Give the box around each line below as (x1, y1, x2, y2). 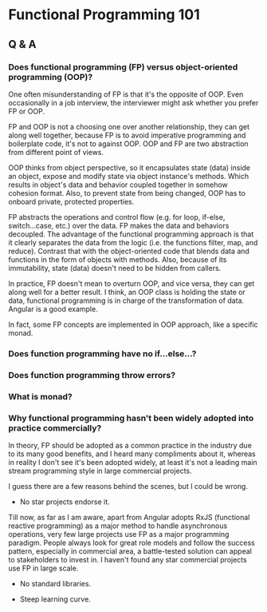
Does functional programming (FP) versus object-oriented (8, 62, 238, 73)
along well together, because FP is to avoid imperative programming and (8, 130, 246, 140)
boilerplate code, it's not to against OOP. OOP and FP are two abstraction (8, 138, 249, 149)
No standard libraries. (19, 578, 92, 588)
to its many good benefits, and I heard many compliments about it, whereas (8, 449, 257, 459)
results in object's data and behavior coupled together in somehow (8, 180, 229, 189)
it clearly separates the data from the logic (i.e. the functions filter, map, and (8, 237, 258, 247)
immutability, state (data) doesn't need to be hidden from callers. (8, 263, 222, 272)
